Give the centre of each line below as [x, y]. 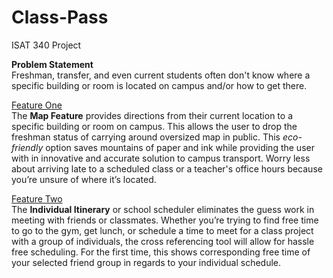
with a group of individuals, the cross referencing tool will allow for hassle [163, 241]
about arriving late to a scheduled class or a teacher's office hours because [167, 168]
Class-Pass [60, 17]
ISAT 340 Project [46, 45]
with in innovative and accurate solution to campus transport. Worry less [161, 158]
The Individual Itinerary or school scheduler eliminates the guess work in [163, 209]
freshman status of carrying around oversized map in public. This [146, 137]
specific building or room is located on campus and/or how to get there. [159, 85]
